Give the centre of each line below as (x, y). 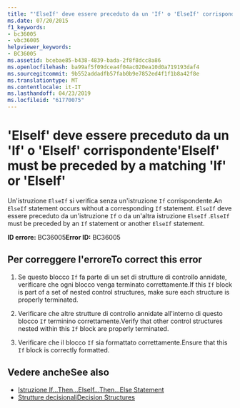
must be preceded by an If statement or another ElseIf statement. (106, 223)
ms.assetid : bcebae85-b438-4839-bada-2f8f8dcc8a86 (84, 61)
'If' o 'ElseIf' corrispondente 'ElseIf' (114, 151)
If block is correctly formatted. (64, 350)
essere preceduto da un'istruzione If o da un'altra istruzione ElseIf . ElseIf (119, 215)
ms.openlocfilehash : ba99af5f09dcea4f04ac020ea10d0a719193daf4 (104, 67)
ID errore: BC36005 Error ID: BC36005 (64, 237)
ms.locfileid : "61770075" (46, 101)
